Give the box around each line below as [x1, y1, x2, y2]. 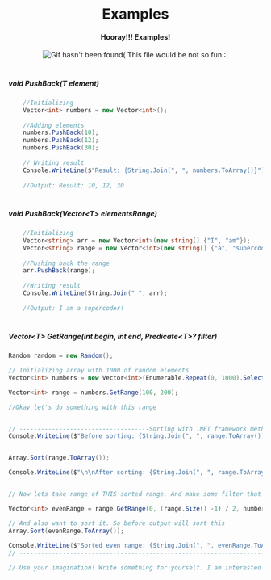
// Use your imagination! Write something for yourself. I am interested [8, 564, 262, 572]
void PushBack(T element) [8, 78, 99, 88]
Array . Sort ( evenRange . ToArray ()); [8, 527, 125, 535]
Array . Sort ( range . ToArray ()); [8, 454, 110, 462]
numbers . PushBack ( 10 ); [23, 128, 99, 137]
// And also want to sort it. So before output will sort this [8, 519, 226, 527]
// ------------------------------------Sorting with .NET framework [8, 425, 248, 433]
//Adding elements [23, 121, 85, 129]
